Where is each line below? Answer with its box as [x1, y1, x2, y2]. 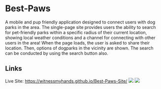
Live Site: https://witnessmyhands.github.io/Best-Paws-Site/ [5, 78, 128, 84]
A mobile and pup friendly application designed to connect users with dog [5, 19, 156, 25]
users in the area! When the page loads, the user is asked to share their [5, 40, 150, 45]
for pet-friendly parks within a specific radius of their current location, [5, 29, 147, 35]
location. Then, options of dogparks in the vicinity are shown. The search [5, 45, 154, 51]
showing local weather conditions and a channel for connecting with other [5, 35, 156, 41]
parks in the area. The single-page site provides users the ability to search [5, 24, 156, 30]
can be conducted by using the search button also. [5, 50, 108, 56]
